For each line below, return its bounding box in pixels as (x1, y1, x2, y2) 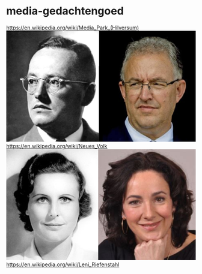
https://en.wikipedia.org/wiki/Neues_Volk (6, 142, 108, 149)
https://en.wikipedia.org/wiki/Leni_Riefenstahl (6, 261, 120, 268)
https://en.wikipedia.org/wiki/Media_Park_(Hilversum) (6, 24, 139, 31)
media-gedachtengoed (6, 4, 124, 18)
